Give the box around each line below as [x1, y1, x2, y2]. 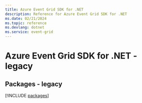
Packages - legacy [5, 80, 62, 88]
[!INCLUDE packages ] [5, 93, 49, 98]
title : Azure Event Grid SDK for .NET [5, 7, 84, 12]
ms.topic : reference [5, 20, 47, 26]
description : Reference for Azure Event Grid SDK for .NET [5, 12, 127, 16]
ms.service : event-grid [5, 29, 53, 34]
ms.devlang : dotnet [5, 25, 45, 30]
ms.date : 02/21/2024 [5, 16, 47, 21]
